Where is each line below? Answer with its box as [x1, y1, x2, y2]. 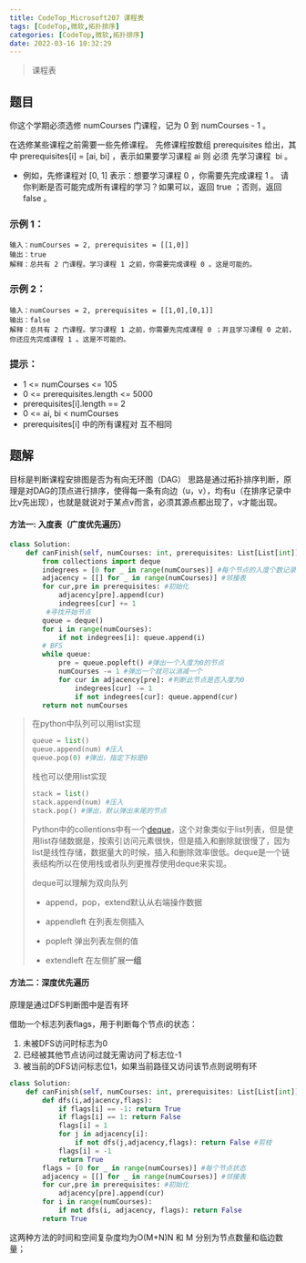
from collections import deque [42, 556, 161, 565]
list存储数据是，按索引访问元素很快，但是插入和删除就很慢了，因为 [39, 835, 291, 846]
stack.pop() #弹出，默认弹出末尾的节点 [31, 806, 167, 815]
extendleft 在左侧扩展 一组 [45, 954, 142, 965]
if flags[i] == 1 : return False [57, 1113, 181, 1122]
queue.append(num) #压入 [31, 745, 124, 754]
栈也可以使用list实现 [31, 771, 107, 782]
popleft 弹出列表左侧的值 [45, 935, 138, 946]
